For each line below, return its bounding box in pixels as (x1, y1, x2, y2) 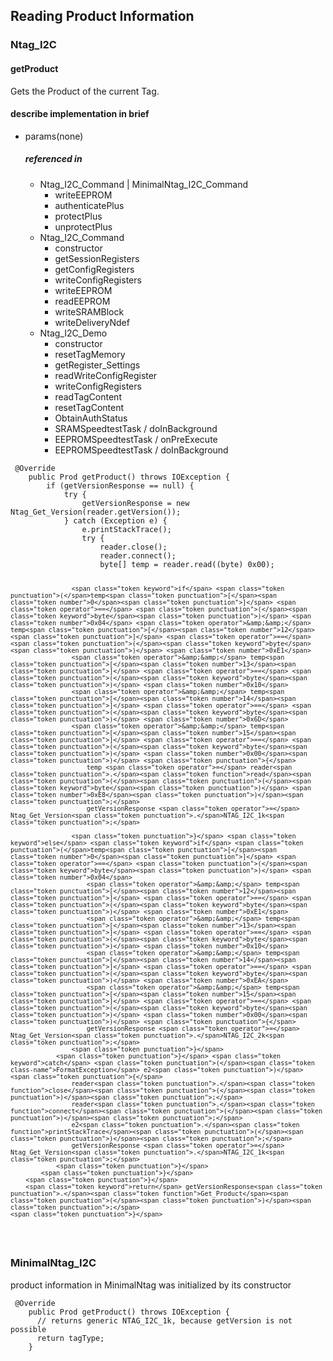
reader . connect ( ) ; (99, 550, 177, 561)
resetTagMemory (54, 348, 126, 360)
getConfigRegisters (54, 263, 135, 275)
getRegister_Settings (54, 359, 141, 371)
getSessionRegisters (54, 252, 140, 264)
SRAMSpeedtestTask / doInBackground (54, 422, 218, 434)
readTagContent (54, 390, 122, 403)
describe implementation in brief (10, 108, 150, 120)
